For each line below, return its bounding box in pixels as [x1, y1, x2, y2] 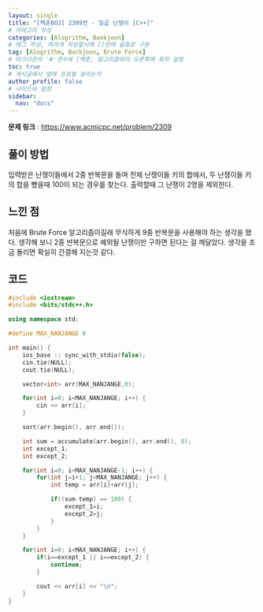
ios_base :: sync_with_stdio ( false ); [22, 351, 146, 359]
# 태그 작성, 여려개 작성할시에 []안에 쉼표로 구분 [8, 41, 150, 49]
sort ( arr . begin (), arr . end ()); [22, 424, 125, 431]
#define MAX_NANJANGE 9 [8, 330, 87, 338]
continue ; [50, 561, 83, 569]
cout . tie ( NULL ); [22, 366, 76, 374]
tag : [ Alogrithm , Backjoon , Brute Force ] [8, 48, 146, 56]
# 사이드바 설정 [8, 84, 52, 93]
